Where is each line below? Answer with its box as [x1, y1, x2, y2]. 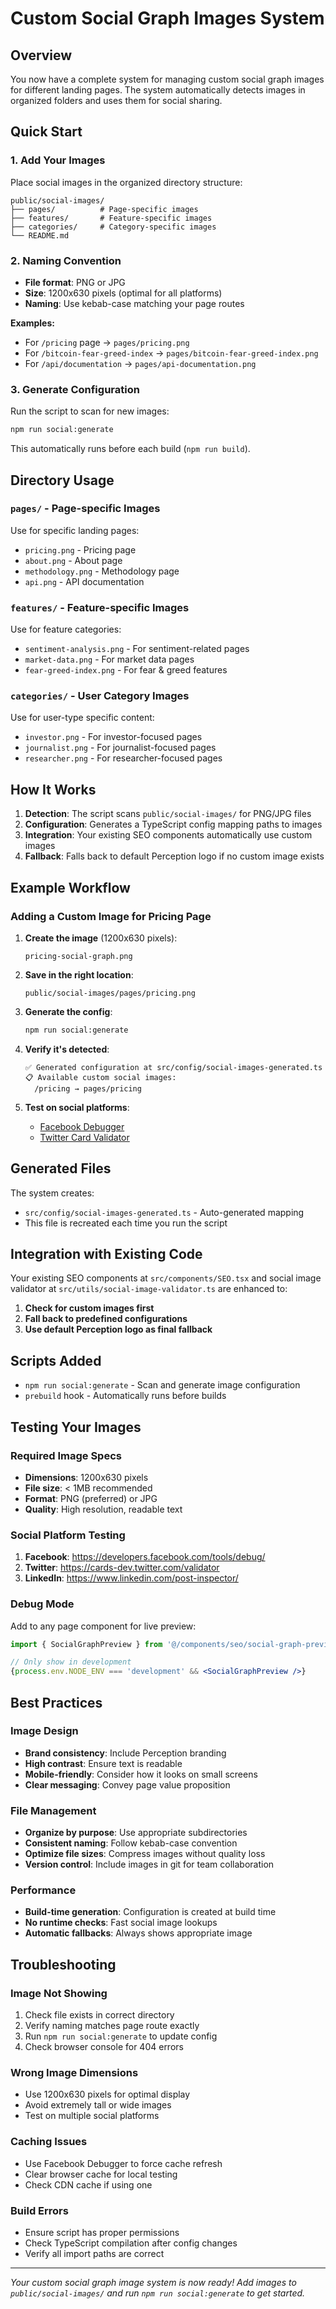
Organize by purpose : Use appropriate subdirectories [24, 1827, 248, 1839]
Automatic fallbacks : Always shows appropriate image [24, 1927, 253, 1939]
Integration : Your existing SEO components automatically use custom [24, 829, 313, 841]
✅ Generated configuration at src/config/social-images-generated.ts [24, 1062, 323, 1072]
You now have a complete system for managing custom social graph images [10, 73, 325, 85]
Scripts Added [10, 1352, 102, 1369]
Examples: [10, 317, 55, 329]
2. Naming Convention [10, 253, 122, 267]
